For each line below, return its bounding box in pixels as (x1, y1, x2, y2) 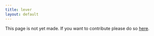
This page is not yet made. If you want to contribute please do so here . (5, 25, 150, 31)
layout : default (5, 12, 39, 17)
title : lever (5, 7, 32, 12)
